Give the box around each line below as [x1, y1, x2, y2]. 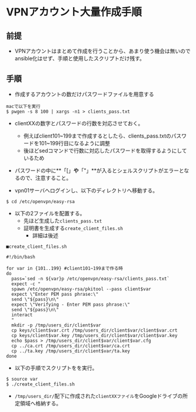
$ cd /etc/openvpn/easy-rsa [6, 198, 75, 204]
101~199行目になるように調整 [39, 139, 111, 146]
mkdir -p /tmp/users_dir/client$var [11, 322, 101, 328]
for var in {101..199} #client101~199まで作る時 [6, 265, 124, 272]
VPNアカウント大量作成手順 [6, 5, 142, 19]
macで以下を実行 [6, 103, 41, 109]
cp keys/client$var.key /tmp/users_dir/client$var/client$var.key [11, 332, 178, 338]
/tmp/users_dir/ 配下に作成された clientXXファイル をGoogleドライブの [14, 392, 183, 399]
